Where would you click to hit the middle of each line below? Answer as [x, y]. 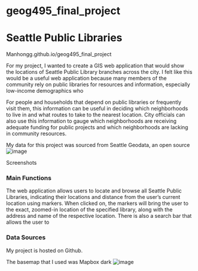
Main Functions [29, 178]
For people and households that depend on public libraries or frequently [94, 102]
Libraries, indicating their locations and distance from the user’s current [93, 197]
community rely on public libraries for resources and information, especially [98, 84]
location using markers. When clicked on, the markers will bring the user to [98, 203]
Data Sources [26, 237]
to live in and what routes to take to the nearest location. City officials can [95, 115]
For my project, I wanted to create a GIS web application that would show [95, 66]
